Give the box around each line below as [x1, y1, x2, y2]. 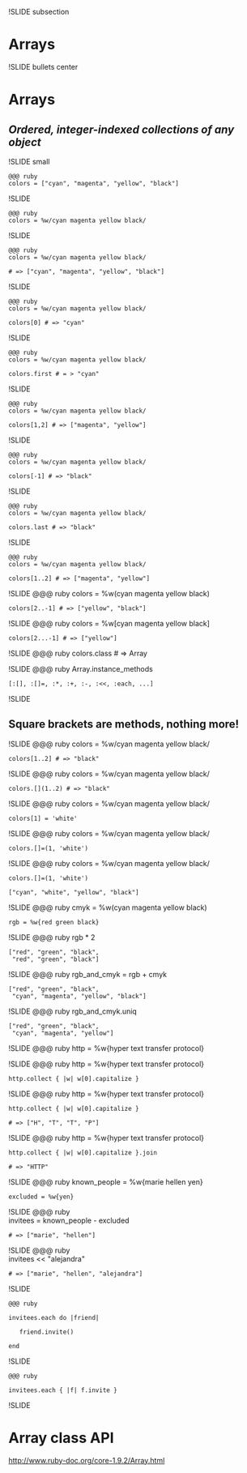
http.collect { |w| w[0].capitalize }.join [8, 1148, 158, 1157]
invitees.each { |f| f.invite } [8, 1385, 117, 1394]
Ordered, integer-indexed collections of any [8, 122, 235, 136]
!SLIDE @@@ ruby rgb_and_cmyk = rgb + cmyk [8, 969, 168, 979]
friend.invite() [19, 1328, 75, 1336]
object [8, 135, 42, 149]
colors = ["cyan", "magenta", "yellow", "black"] [8, 179, 180, 187]
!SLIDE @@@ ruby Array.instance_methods [8, 664, 154, 673]
